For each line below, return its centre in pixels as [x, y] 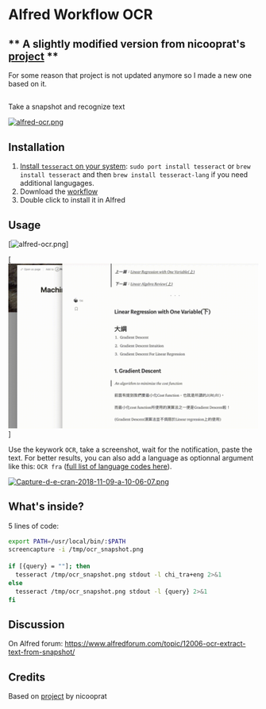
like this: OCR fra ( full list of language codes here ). [90, 466]
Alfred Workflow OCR [81, 15]
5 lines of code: [34, 526]
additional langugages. [57, 183]
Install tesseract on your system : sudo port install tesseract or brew [135, 166]
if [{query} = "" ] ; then [49, 566]
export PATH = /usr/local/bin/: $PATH [67, 541]
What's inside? [46, 507]
